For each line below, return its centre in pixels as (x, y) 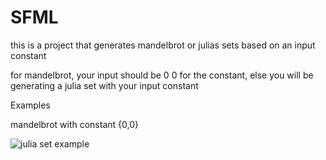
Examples (30, 105)
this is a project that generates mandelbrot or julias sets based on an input (163, 45)
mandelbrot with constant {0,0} (74, 124)
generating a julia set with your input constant (104, 85)
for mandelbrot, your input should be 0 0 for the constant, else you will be (162, 75)
